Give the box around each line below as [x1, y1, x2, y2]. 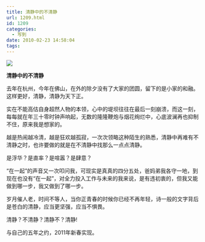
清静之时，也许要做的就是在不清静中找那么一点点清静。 [6, 141, 145, 148]
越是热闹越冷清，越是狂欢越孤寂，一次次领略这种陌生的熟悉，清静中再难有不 [6, 133, 199, 141]
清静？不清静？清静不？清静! [6, 216, 78, 223]
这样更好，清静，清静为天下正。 [6, 92, 87, 99]
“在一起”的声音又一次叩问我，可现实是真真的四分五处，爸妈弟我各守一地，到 [6, 167, 198, 174]
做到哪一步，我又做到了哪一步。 [6, 182, 87, 190]
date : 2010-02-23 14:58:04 [6, 37, 75, 43]
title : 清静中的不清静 [6, 9, 58, 15]
